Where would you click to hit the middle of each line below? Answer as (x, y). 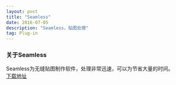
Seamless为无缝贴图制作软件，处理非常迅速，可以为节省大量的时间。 (90, 69)
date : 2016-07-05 (27, 22)
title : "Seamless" (28, 17)
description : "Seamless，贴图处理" (48, 28)
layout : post (22, 11)
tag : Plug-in (22, 33)
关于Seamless (26, 55)
